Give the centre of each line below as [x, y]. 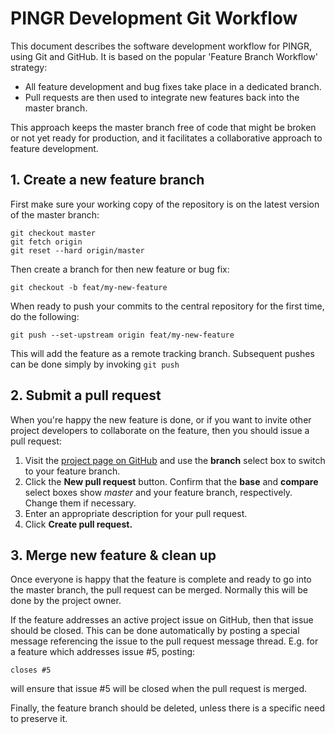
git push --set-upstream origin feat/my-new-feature [122, 335]
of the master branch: [55, 214]
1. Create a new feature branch [107, 180]
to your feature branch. [72, 471]
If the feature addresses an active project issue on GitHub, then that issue [162, 620]
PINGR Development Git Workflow [154, 18]
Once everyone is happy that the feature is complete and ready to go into [161, 579]
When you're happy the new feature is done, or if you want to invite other [161, 419]
